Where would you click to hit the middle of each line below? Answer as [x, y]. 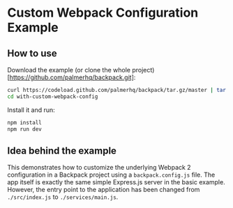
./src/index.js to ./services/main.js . [63, 197]
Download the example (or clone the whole [69, 70]
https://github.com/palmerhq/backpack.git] [72, 77]
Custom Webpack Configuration [103, 13]
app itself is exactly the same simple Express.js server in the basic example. [116, 182]
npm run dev [24, 129]
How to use [32, 53]
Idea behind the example [62, 151]
